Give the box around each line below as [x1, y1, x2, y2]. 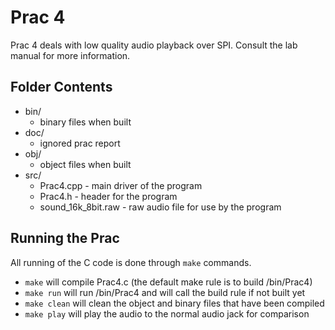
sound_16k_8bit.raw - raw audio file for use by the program [39, 201, 282, 213]
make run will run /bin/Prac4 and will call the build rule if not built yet [24, 286, 306, 298]
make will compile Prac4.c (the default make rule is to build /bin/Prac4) [24, 276, 313, 288]
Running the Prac [10, 230, 120, 247]
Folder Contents [10, 79, 113, 96]
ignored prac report [39, 137, 121, 149]
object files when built [39, 158, 132, 170]
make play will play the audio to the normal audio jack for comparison [24, 307, 310, 320]
